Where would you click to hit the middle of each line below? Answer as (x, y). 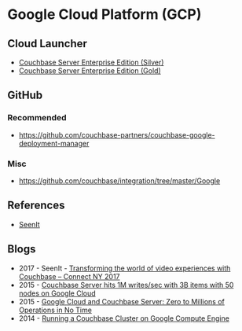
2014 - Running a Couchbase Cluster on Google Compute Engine (124, 318)
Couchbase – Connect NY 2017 (69, 276)
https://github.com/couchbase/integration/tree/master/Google (119, 180)
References (36, 206)
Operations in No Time (55, 310)
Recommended (37, 118)
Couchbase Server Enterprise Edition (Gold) (90, 71)
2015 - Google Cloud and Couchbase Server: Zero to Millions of (121, 301)
